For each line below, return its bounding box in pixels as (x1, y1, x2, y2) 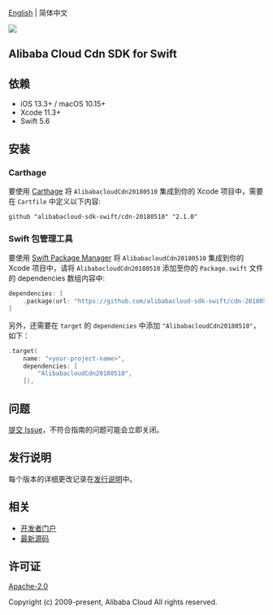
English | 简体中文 (8, 8, 68, 17)
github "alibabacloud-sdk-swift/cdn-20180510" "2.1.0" (8, 212, 198, 220)
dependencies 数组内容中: (17, 273, 106, 283)
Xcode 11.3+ (19, 107, 61, 117)
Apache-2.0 (8, 582, 49, 591)
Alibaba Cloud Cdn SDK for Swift (8, 47, 177, 61)
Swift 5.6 (19, 116, 50, 126)
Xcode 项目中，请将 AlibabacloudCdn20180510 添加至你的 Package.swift (8, 264, 248, 273)
